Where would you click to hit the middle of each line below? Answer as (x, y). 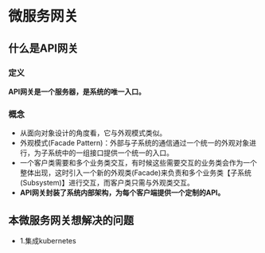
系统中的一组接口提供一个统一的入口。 (110, 153)
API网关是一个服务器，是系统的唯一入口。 (77, 91)
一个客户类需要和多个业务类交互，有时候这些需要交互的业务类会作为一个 (138, 163)
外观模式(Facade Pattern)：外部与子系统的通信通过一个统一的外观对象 (134, 143)
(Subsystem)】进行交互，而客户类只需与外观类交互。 (107, 183)
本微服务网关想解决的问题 (71, 220)
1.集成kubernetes (48, 240)
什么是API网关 (43, 48)
